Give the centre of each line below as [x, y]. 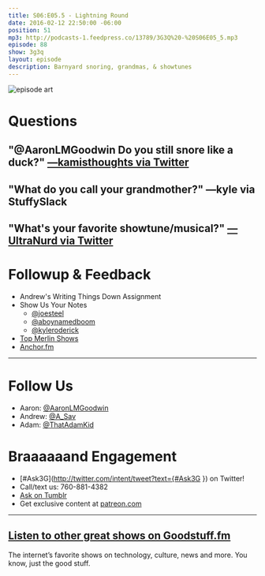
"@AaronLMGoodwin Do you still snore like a [121, 150]
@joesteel [48, 313]
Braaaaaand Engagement [93, 456]
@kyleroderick [55, 330]
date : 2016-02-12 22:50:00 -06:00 [65, 23]
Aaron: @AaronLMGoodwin [64, 408]
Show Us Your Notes [53, 305]
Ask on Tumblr [43, 495]
